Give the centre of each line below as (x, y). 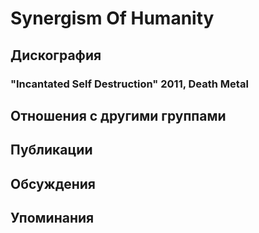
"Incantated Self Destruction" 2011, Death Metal (129, 84)
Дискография (56, 55)
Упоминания (52, 218)
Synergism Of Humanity (112, 18)
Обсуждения (53, 183)
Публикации (51, 150)
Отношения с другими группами (118, 115)
